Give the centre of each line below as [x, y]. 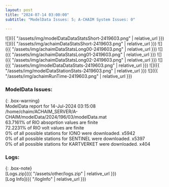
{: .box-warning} [22, 100]
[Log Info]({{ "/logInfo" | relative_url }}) [46, 179]
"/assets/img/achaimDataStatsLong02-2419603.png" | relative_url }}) [84, 60]
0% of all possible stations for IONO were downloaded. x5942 [70, 133]
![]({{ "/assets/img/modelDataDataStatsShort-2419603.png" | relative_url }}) [85, 38]
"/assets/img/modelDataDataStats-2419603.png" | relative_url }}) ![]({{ [86, 65]
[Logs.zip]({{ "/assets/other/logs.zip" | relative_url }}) [61, 173]
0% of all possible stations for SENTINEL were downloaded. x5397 [75, 139]
